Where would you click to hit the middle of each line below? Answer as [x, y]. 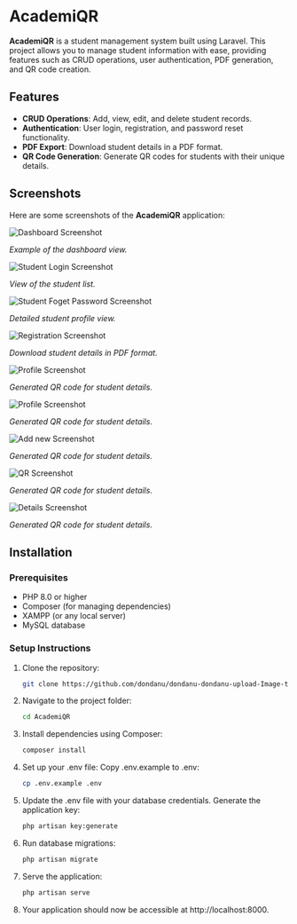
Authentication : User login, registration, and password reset [133, 128]
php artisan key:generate [70, 826]
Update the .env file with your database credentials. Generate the [141, 801]
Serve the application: [62, 876]
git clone [40, 684]
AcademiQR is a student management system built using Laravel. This [137, 41]
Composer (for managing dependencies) [96, 606]
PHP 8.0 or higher [55, 597]
